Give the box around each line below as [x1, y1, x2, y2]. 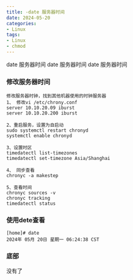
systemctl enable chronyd [6, 133, 72, 139]
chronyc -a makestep [6, 173, 59, 179]
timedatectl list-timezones [6, 150, 78, 156]
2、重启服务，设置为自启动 [6, 122, 64, 129]
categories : [6, 20, 37, 26]
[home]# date [6, 230, 40, 236]
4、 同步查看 [6, 167, 35, 173]
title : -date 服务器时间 [6, 9, 65, 15]
